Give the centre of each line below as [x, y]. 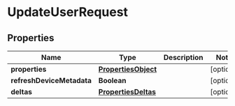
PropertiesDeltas [127, 92]
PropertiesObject [128, 69]
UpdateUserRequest [67, 12]
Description [183, 58]
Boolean [113, 81]
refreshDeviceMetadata [51, 81]
